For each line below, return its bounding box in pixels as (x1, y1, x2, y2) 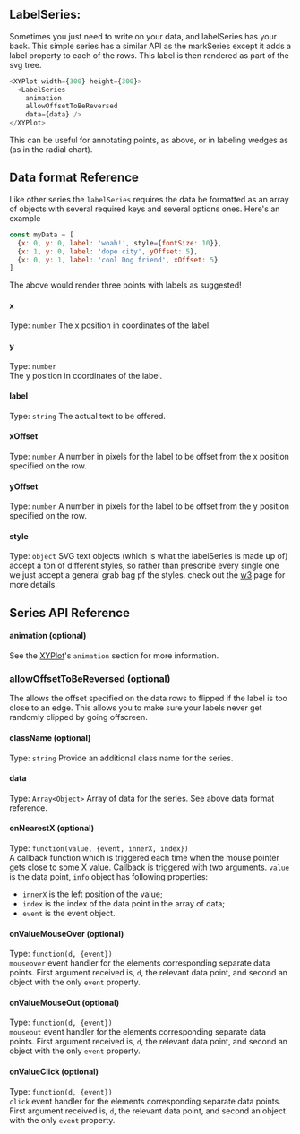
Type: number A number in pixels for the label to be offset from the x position (9, 451, 289, 462)
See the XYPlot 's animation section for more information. (9, 650, 219, 661)
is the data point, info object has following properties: (9, 871, 209, 881)
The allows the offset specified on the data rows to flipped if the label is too (9, 693, 288, 704)
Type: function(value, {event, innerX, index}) (9, 842, 189, 854)
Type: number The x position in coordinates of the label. (9, 320, 212, 331)
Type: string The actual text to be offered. (9, 410, 166, 421)
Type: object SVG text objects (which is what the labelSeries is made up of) (9, 551, 288, 562)
